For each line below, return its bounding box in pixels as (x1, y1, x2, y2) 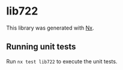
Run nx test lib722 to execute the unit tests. (6, 57, 118, 65)
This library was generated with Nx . (6, 24, 94, 31)
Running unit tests (6, 42, 76, 52)
